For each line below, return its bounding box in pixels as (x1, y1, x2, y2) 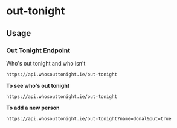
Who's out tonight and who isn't (6, 59, 86, 67)
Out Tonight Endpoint (6, 46, 71, 55)
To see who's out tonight (6, 82, 70, 89)
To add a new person (6, 104, 60, 111)
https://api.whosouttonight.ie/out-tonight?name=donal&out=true (6, 115, 172, 121)
